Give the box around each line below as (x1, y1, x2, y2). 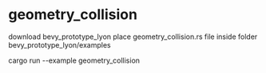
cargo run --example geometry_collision (8, 56, 141, 65)
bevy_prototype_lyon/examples (8, 40, 111, 49)
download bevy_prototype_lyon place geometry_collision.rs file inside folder (8, 32, 258, 41)
